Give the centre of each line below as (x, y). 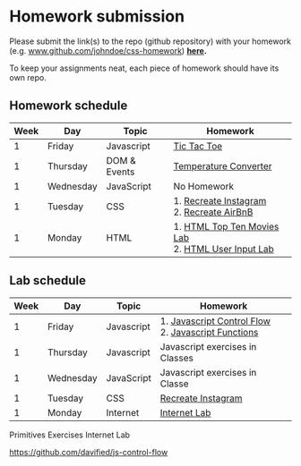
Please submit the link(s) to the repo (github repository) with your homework (150, 41)
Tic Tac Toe (198, 146)
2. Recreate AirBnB (213, 212)
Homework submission (97, 17)
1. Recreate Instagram (220, 200)
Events (120, 172)
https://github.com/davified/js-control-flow (89, 452)
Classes (177, 358)
